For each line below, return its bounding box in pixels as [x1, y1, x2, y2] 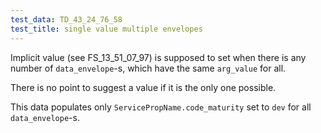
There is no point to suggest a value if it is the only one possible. [10, 81, 277, 93]
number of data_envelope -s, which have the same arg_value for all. [10, 62, 287, 74]
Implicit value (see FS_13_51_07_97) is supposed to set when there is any [10, 51, 307, 63]
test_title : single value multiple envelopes [10, 24, 203, 34]
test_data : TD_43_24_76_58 [10, 14, 123, 25]
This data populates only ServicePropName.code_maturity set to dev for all [10, 101, 312, 113]
